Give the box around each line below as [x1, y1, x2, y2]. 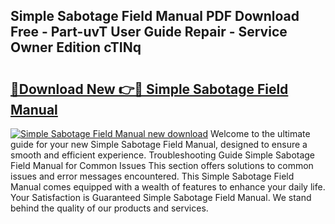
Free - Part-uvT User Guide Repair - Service [10, 24, 288, 41]
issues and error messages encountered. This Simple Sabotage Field [10, 170, 295, 182]
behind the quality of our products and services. [10, 202, 209, 214]
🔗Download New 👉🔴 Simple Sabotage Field [10, 80, 289, 98]
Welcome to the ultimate [209, 128, 311, 139]
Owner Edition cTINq [10, 39, 142, 56]
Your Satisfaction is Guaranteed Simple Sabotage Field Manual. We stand [10, 192, 312, 203]
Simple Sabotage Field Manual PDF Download [10, 8, 300, 25]
